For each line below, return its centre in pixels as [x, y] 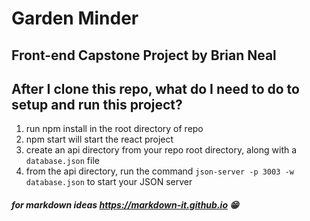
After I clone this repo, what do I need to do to [155, 88]
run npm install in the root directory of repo [114, 129]
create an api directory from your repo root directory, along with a [161, 150]
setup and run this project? [97, 104]
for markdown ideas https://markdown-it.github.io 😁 [125, 204]
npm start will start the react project [99, 139]
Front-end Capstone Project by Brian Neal [144, 55]
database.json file [62, 161]
